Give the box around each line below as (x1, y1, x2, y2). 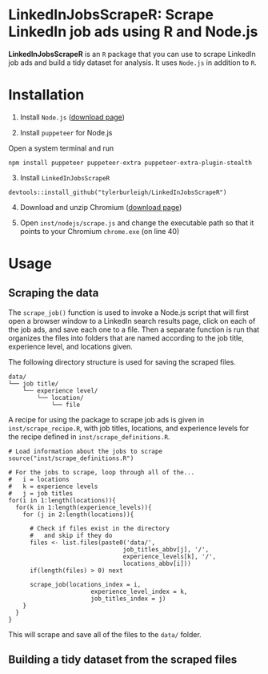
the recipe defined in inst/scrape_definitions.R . (8, 431, 170, 442)
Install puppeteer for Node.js (19, 127, 113, 137)
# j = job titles (8, 489, 74, 498)
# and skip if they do (29, 531, 113, 539)
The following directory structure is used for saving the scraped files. (8, 357, 236, 366)
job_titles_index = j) (90, 595, 166, 603)
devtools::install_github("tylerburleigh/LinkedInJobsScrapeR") (8, 188, 227, 196)
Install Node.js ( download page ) (19, 112, 126, 122)
